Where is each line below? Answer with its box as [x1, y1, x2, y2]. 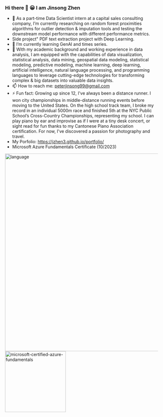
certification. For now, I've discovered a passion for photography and [12, 129, 150, 134]
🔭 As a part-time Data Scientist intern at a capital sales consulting [12, 16, 143, 21]
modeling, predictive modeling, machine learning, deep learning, [12, 62, 141, 68]
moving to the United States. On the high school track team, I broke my [12, 102, 154, 109]
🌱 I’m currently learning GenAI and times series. [12, 41, 108, 47]
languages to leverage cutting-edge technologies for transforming [12, 73, 145, 78]
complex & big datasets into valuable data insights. [12, 77, 114, 83]
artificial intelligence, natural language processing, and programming [12, 67, 150, 73]
